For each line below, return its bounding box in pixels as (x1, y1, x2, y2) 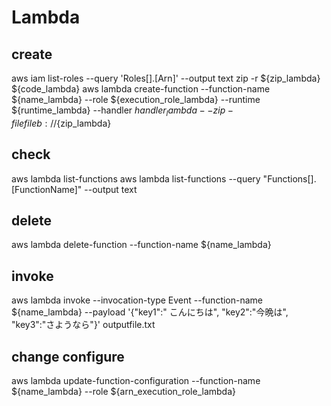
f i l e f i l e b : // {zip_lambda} (11, 117, 112, 129)
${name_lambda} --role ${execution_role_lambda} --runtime (11, 94, 261, 105)
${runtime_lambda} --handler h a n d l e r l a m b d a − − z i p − (11, 104, 234, 118)
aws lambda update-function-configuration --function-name (11, 375, 261, 387)
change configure (11, 348, 125, 365)
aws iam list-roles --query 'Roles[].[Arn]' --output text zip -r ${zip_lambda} (11, 72, 321, 84)
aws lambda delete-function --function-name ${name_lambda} (11, 239, 272, 251)
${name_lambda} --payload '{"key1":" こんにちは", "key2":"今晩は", (11, 306, 289, 318)
